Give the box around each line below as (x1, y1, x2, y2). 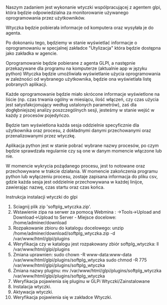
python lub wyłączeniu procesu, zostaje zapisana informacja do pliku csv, (6, 174, 158, 180)
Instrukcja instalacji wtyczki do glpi (6, 194, 78, 200)
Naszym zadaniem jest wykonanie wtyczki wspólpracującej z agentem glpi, (6, 5, 161, 10)
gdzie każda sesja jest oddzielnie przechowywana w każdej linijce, (6, 179, 143, 185)
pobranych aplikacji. (6, 81, 48, 87)
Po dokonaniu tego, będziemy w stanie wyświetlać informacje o (6, 40, 137, 46)
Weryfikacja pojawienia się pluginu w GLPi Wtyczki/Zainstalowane (13, 278, 150, 284)
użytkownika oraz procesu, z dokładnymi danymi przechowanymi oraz (6, 127, 151, 133)
